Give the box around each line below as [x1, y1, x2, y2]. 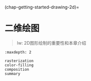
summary [4, 71, 21, 76]
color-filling [4, 62, 34, 68]
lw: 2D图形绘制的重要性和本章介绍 [16, 40, 87, 46]
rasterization [4, 58, 34, 63]
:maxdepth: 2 [4, 50, 32, 54]
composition [4, 67, 29, 72]
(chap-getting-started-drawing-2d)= [4, 4, 80, 10]
